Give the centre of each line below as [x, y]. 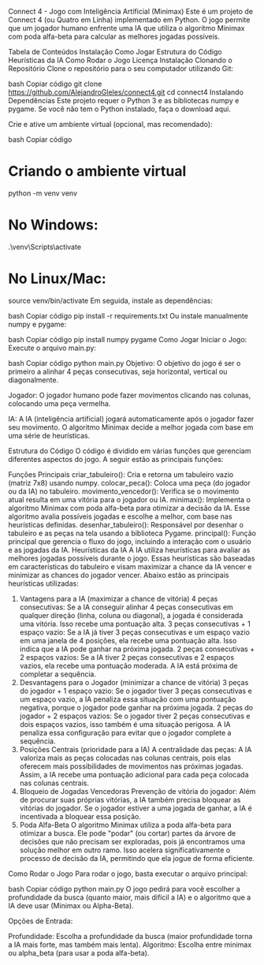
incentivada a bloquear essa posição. [80, 816]
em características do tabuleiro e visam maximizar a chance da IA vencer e [130, 566]
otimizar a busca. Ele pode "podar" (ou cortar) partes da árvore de [128, 833]
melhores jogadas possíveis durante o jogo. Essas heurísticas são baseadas [132, 558]
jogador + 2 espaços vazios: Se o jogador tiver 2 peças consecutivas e [135, 716]
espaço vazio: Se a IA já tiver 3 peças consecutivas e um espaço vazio [135, 632]
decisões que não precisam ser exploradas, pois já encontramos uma [132, 841]
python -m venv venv [43, 193]
